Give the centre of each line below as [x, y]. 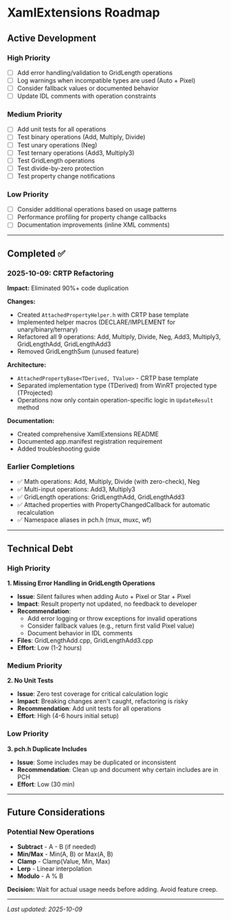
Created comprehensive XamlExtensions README [88, 434]
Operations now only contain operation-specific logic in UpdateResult [115, 400]
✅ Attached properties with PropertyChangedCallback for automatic [114, 505]
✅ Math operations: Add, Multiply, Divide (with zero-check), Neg [108, 482]
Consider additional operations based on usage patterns [97, 209]
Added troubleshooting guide [58, 449]
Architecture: [27, 365]
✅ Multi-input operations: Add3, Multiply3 [76, 489]
